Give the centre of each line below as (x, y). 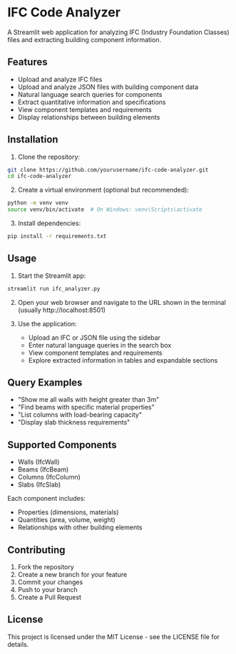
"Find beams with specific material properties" (86, 408)
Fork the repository (46, 567)
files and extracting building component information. (84, 39)
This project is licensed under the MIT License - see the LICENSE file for (113, 637)
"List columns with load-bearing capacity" (80, 415)
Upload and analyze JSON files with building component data (108, 87)
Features (27, 62)
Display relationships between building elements (89, 117)
